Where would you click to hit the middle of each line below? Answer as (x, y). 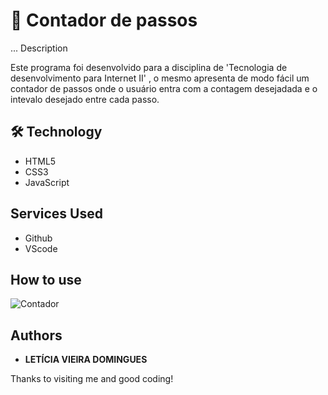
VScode (41, 248)
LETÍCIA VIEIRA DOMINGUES (86, 360)
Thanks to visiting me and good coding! (92, 379)
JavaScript (47, 182)
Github (38, 238)
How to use (46, 279)
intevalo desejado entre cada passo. (85, 99)
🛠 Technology (56, 132)
